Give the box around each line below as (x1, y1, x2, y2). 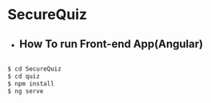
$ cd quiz (7, 72, 41, 80)
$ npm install (7, 79, 55, 88)
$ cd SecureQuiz (7, 65, 62, 73)
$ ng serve (7, 87, 44, 95)
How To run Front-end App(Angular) (18, 37, 204, 51)
